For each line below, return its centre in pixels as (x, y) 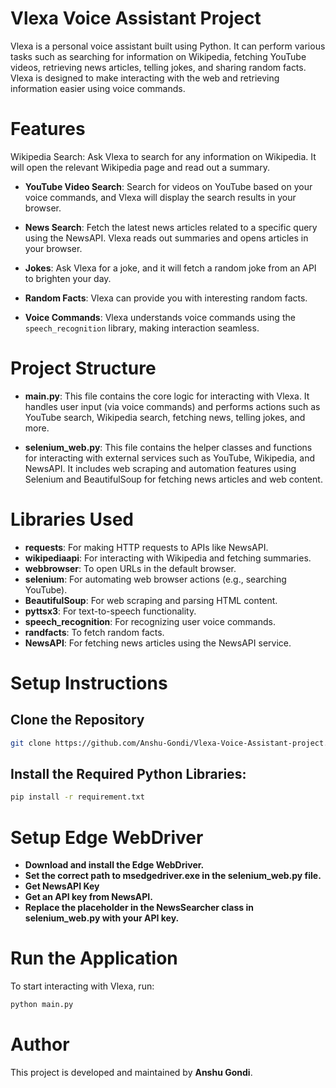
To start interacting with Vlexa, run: (82, 986)
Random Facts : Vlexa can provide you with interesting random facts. (166, 298)
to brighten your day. (68, 278)
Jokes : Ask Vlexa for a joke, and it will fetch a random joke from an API (170, 268)
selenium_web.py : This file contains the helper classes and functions (168, 447)
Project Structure (83, 368)
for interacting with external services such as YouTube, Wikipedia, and (170, 458)
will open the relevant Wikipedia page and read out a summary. (140, 167)
